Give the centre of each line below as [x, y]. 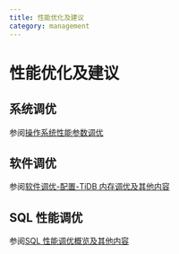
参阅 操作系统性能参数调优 [56, 132]
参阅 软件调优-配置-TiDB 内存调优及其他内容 [89, 187]
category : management [50, 26]
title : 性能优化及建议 [47, 18]
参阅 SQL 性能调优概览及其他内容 [69, 241]
